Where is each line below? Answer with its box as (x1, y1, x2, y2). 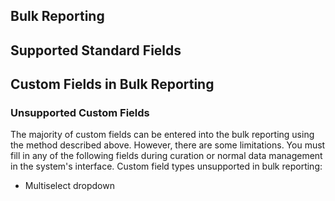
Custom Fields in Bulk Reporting (10, 76, 215, 93)
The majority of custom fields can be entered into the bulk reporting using (10, 129, 315, 141)
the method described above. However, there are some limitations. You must (10, 139, 326, 151)
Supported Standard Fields (10, 42, 182, 59)
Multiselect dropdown (24, 180, 115, 192)
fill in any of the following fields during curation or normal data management (10, 150, 323, 162)
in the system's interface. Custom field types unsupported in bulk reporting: (10, 160, 323, 173)
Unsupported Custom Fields (10, 106, 150, 120)
